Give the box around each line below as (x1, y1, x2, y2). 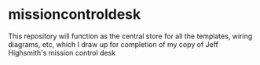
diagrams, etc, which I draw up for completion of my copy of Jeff (8, 39, 218, 49)
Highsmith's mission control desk (8, 48, 116, 57)
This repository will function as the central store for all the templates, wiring (8, 31, 253, 41)
